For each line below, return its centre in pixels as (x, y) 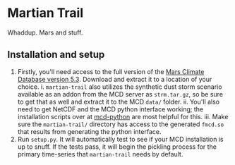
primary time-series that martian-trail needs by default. (100, 154)
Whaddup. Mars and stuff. (45, 32)
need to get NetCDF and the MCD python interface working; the (110, 109)
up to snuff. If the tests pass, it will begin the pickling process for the (117, 147)
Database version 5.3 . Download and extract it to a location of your (115, 79)
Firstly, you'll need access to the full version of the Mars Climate (111, 71)
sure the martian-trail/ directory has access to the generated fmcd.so (121, 124)
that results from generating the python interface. (89, 131)
